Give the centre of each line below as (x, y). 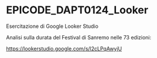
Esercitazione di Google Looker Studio (52, 26)
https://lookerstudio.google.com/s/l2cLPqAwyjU (64, 48)
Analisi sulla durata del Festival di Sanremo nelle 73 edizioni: (78, 37)
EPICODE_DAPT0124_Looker (77, 10)
